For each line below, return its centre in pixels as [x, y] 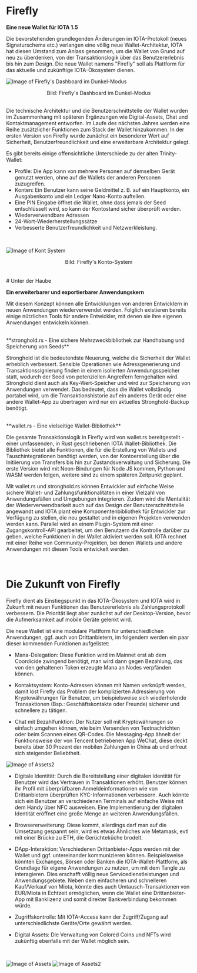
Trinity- [168, 153]
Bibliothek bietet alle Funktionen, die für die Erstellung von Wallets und [91, 449]
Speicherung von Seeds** [38, 346]
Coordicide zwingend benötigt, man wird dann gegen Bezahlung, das [98, 661]
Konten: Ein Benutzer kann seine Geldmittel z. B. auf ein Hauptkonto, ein [102, 190]
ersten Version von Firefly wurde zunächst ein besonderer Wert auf [88, 135]
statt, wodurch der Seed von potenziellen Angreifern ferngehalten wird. [93, 377]
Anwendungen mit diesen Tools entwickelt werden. [68, 549]
